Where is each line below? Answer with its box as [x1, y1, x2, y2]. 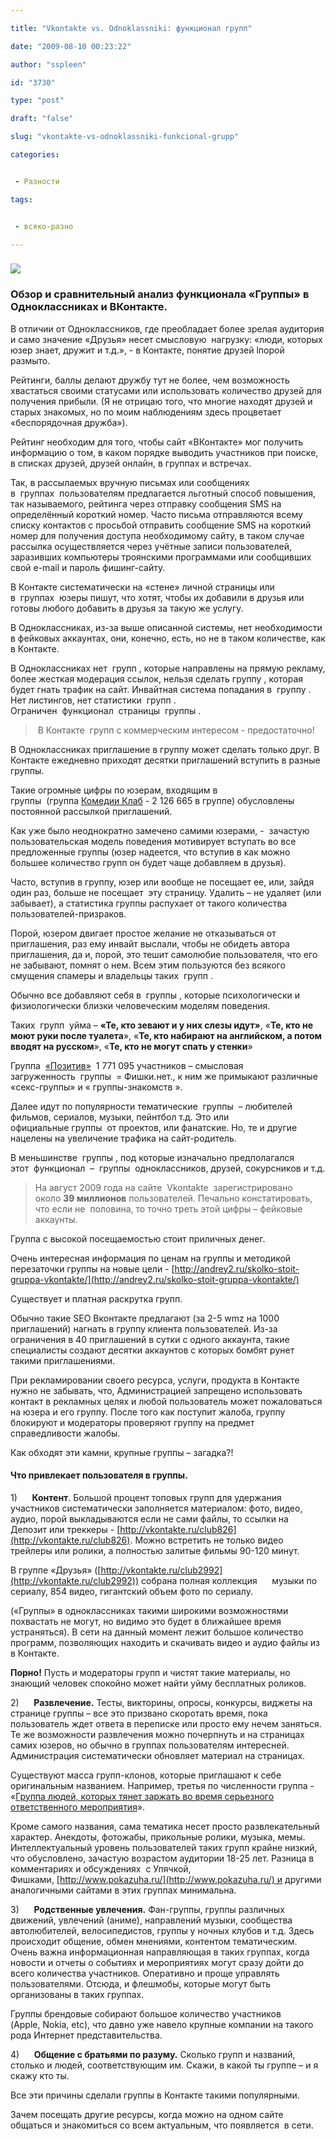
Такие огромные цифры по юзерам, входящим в [10, 784, 218, 796]
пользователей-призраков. [10, 907, 127, 920]
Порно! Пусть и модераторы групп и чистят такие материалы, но [10, 1666, 291, 1678]
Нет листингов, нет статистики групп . [10, 694, 177, 706]
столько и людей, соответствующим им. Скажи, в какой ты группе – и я [10, 2059, 319, 2071]
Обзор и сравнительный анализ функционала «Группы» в [10, 287, 310, 301]
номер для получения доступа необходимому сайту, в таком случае [10, 529, 305, 541]
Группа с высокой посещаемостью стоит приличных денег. [10, 1232, 266, 1245]
